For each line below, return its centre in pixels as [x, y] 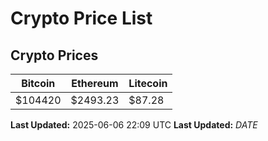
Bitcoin [38, 83]
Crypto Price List [81, 18]
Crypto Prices [54, 55]
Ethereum [95, 83]
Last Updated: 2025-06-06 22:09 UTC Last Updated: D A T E [134, 125]
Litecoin [148, 83]
